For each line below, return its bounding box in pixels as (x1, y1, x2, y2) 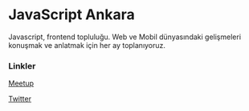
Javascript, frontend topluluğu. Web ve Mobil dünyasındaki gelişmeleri (8, 32, 242, 42)
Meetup (8, 78, 35, 89)
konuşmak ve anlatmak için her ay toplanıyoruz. (8, 40, 166, 50)
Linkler (8, 60, 36, 71)
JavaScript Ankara (8, 6, 135, 24)
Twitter (8, 94, 32, 104)
